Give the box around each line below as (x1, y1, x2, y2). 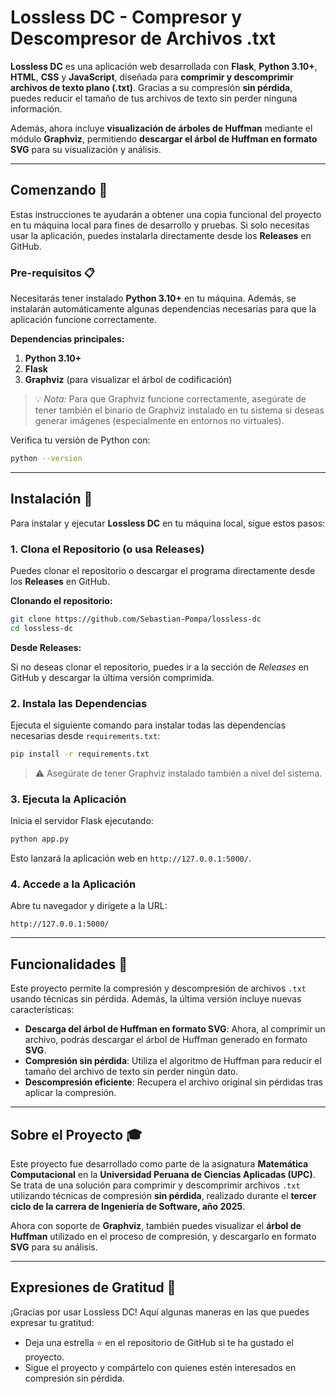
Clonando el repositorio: (10, 595, 113, 607)
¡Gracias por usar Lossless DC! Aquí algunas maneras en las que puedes (10, 1306, 310, 1318)
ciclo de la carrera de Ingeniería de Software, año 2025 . (10, 1201, 246, 1213)
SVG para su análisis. (10, 1241, 98, 1253)
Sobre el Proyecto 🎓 (10, 1126, 143, 1143)
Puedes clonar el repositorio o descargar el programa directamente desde (10, 565, 316, 577)
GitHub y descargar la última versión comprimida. (10, 671, 215, 683)
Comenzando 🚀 (10, 182, 108, 199)
